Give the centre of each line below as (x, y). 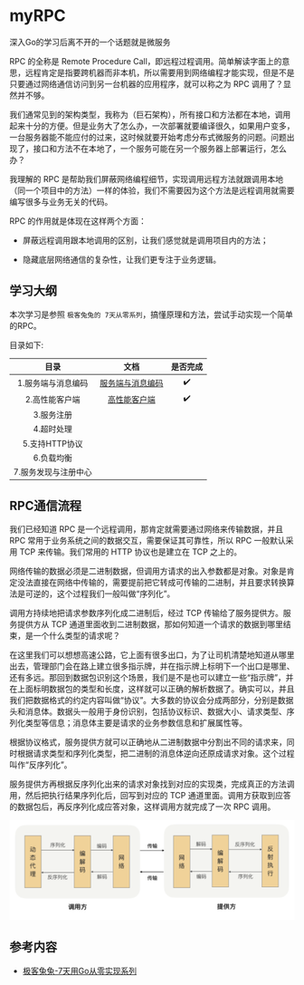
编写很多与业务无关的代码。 (61, 201)
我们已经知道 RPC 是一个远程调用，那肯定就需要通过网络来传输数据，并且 (147, 529)
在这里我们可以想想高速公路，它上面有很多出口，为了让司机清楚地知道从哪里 (152, 655)
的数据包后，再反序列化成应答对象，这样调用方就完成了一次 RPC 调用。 (142, 806)
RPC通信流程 (45, 505)
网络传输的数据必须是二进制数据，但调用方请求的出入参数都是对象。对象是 (148, 571)
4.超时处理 (52, 429)
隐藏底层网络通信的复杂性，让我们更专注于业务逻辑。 (122, 259)
